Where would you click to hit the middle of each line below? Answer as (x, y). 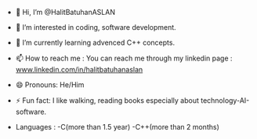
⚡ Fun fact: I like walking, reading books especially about (107, 101)
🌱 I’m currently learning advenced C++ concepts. (95, 42)
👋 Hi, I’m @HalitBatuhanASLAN (65, 12)
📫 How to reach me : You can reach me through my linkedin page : (124, 58)
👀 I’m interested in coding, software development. (96, 27)
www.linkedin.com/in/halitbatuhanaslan (79, 69)
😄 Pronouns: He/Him (50, 85)
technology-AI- (225, 101)
